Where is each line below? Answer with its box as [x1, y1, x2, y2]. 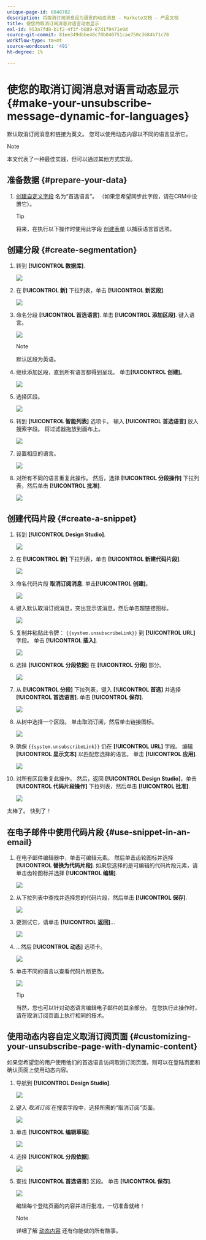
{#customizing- [129, 1031, 191, 1042]
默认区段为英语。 [15, 356, 59, 363]
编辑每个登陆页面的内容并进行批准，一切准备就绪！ [15, 1202, 145, 1209]
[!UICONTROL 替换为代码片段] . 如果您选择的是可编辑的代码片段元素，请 [15, 861, 198, 869]
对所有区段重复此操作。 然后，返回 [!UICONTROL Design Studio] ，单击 [15, 775, 197, 782]
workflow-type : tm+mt [7, 37, 63, 44]
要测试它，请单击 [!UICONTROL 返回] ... [15, 918, 115, 926]
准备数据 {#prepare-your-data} [7, 175, 128, 185]
